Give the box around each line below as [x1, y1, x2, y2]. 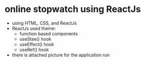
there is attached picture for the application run [12, 51, 110, 58]
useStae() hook [19, 36, 51, 42]
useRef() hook [19, 46, 49, 52]
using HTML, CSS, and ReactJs [12, 20, 77, 26]
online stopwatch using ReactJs [5, 3, 141, 15]
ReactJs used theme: [12, 25, 56, 31]
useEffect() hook [19, 41, 54, 47]
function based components [19, 30, 78, 36]
